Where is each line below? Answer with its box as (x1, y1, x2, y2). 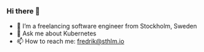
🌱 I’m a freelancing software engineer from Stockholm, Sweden (16, 22, 198, 31)
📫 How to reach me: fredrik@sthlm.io (16, 37, 125, 46)
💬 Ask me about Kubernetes (16, 29, 97, 37)
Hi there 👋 (6, 6, 41, 16)
